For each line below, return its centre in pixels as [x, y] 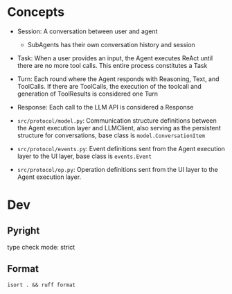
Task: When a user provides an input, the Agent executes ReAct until [115, 58]
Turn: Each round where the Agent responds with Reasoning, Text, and [118, 79]
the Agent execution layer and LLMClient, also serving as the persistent [119, 128]
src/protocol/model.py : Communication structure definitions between [117, 120]
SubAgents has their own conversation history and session [111, 44]
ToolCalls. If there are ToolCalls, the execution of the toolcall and [109, 86]
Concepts [36, 12]
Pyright [24, 231]
